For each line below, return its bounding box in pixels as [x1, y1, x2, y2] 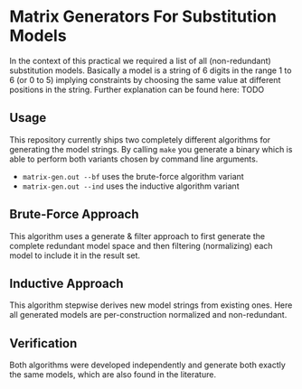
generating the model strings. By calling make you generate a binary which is [9, 144, 293, 154]
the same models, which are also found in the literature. [9, 369, 217, 380]
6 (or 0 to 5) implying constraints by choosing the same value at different [9, 74, 281, 85]
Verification [9, 336, 78, 351]
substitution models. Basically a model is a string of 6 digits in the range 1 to [9, 65, 292, 76]
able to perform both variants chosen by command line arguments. [9, 153, 259, 164]
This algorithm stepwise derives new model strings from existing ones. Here [9, 300, 293, 310]
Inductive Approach [9, 275, 124, 291]
